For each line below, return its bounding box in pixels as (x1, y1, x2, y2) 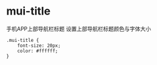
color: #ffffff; (17, 47, 59, 54)
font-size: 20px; (17, 43, 61, 49)
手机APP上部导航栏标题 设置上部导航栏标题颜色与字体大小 (6, 25, 152, 32)
